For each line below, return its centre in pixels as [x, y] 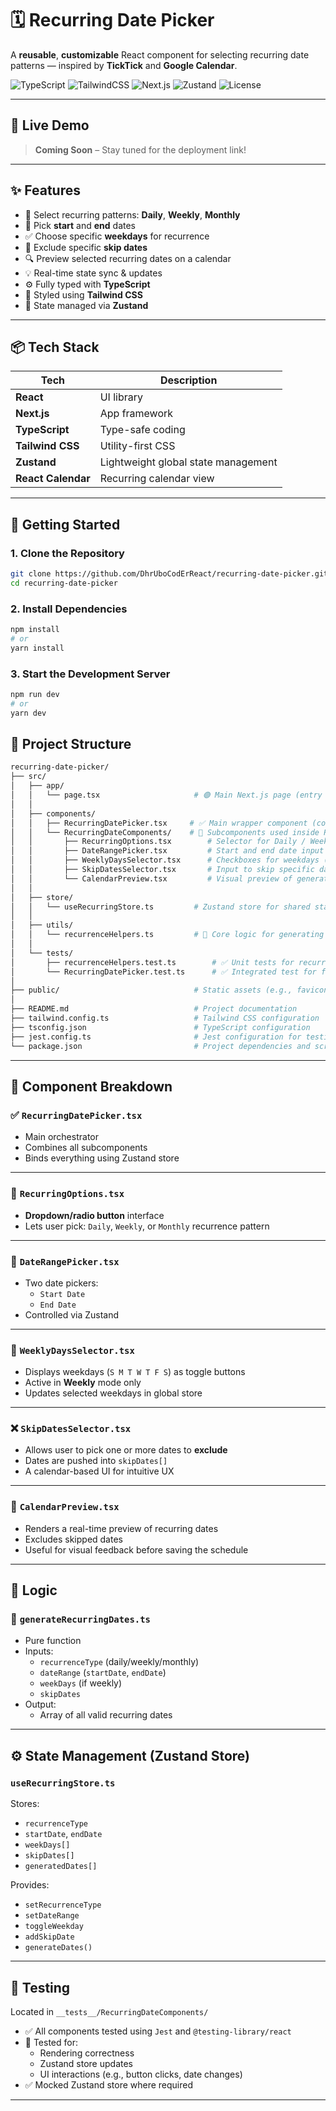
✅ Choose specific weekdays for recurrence [117, 236]
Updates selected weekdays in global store [113, 1393]
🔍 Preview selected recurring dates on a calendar [128, 258]
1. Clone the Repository [67, 553]
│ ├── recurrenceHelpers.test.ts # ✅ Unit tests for [152, 962]
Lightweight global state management [188, 462]
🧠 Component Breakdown [91, 1086]
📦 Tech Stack [55, 347]
